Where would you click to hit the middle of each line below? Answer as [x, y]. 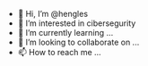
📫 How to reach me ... [59, 52]
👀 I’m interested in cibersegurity [77, 23]
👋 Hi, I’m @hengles [52, 14]
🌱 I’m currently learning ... [65, 33]
